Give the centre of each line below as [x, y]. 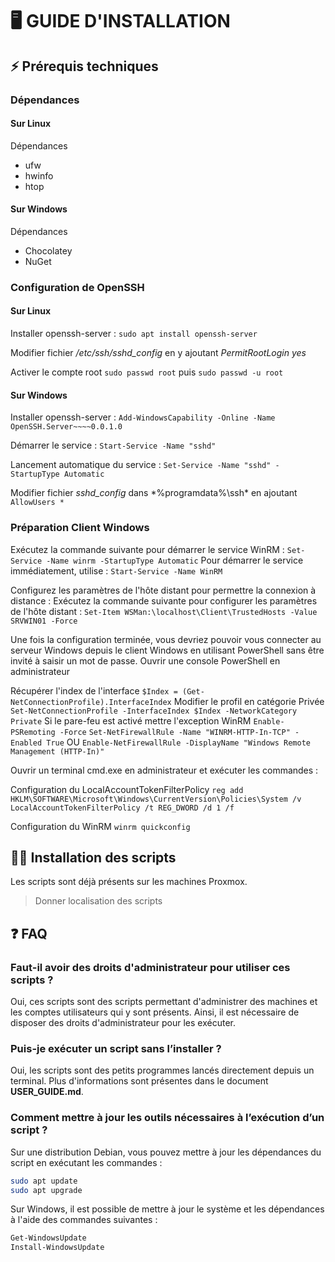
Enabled [26, 743]
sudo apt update [44, 1181]
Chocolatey [48, 250]
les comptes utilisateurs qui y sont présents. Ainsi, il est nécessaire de [155, 1012]
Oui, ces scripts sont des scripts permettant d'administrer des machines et [164, 1002]
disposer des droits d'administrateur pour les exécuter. [123, 1023]
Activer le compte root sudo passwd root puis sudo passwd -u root [147, 372]
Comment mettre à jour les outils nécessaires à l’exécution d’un [167, 1118]
